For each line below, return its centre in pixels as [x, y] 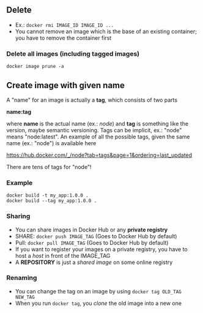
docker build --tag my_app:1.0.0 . [52, 201]
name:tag [19, 111]
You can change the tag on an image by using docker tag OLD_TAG [98, 291]
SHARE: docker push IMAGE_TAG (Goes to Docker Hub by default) [96, 236]
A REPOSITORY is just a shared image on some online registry [94, 262]
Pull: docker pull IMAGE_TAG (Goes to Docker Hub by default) [92, 243]
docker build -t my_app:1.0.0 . [47, 195]
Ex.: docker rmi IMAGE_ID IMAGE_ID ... [65, 25]
